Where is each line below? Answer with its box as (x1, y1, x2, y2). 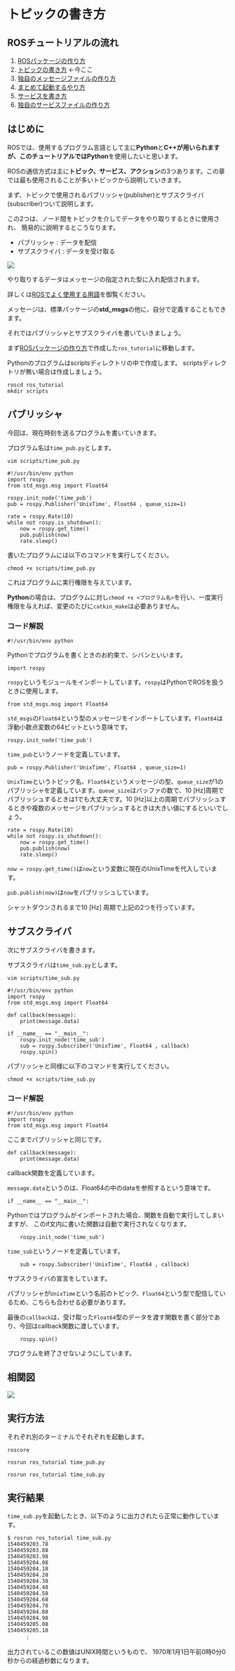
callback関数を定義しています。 (7, 1169, 99, 1177)
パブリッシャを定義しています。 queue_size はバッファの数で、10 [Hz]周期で (7, 786, 224, 794)
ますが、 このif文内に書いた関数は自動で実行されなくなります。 (7, 1220, 191, 1228)
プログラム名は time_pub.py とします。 (7, 443, 115, 452)
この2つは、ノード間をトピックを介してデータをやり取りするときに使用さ (7, 214, 220, 222)
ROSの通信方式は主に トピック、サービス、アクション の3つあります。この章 (7, 167, 225, 175)
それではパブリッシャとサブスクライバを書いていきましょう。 (7, 329, 185, 337)
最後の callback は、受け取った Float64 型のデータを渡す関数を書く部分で (7, 1313, 215, 1321)
